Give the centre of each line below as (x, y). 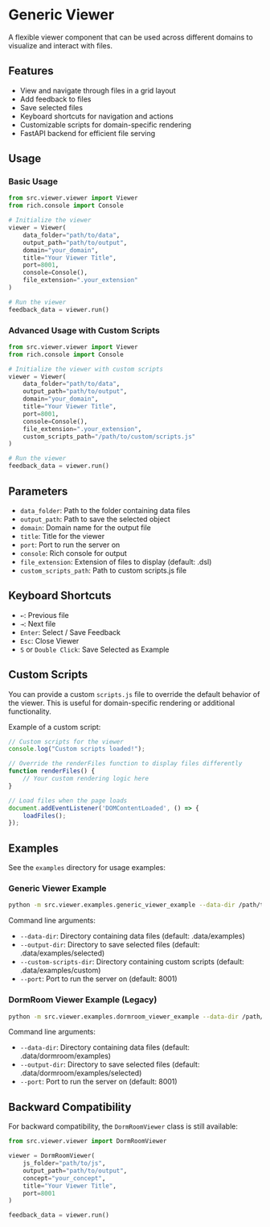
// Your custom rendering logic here (86, 779)
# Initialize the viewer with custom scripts (86, 369)
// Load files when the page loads (68, 800)
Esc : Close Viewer (49, 640)
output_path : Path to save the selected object (95, 519)
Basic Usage (33, 181)
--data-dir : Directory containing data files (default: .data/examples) (132, 936)
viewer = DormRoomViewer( (51, 1156)
